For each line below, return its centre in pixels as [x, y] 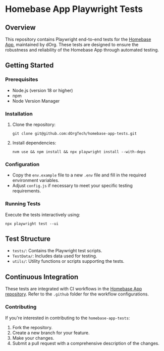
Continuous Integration [42, 277]
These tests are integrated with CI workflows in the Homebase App [74, 289]
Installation [19, 114]
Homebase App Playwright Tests [74, 9]
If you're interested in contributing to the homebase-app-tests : [68, 318]
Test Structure [28, 239]
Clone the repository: [34, 124]
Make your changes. [33, 338]
